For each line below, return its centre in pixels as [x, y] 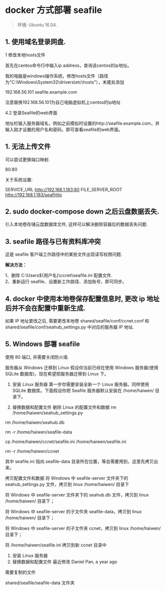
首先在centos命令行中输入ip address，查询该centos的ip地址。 [69, 65]
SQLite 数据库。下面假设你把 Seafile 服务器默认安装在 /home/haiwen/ [83, 390]
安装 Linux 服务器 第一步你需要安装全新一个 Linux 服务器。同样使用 [81, 384]
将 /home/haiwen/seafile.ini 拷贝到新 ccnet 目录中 [56, 545]
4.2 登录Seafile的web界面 [31, 112]
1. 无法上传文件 [28, 147]
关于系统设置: [19, 179]
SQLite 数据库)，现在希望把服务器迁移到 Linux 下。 [57, 374]
